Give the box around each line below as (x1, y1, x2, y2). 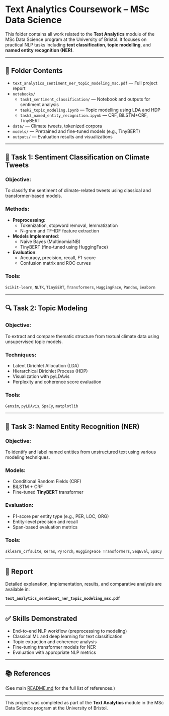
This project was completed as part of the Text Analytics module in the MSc (5, 700, 164, 706)
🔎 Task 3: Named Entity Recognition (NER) (5, 422, 140, 431)
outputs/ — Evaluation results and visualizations (12, 133, 113, 139)
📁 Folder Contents (5, 67, 63, 75)
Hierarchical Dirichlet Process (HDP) (12, 368, 88, 374)
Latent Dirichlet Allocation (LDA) (12, 363, 79, 369)
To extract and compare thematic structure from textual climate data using (5, 333, 159, 339)
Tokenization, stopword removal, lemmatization (20, 222, 118, 228)
